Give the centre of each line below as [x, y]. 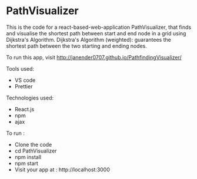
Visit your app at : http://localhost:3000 [62, 170]
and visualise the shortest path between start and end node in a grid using [96, 33]
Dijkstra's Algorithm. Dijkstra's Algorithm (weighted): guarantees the [89, 39]
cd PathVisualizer [36, 151]
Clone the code [33, 144]
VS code [25, 80]
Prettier [24, 86]
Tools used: [20, 68]
